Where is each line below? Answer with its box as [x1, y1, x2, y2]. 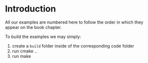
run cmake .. [12, 48, 37, 54]
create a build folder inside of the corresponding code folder [12, 43, 134, 49]
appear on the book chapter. [5, 24, 62, 30]
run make [12, 53, 32, 59]
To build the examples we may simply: [5, 34, 82, 39]
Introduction [5, 3, 56, 14]
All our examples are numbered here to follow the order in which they [5, 19, 144, 25]
